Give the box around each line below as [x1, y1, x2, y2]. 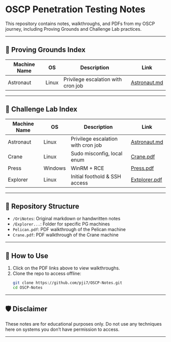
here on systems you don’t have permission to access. [5, 326, 120, 332]
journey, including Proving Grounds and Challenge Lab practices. [5, 26, 141, 32]
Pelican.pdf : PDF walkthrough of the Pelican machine [12, 226, 126, 233]
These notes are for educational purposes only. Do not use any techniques [5, 321, 162, 327]
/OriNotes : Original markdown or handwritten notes [12, 216, 121, 222]
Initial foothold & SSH [70, 173, 121, 180]
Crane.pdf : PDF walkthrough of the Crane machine [12, 232, 119, 238]
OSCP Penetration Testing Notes [5, 4, 146, 15]
